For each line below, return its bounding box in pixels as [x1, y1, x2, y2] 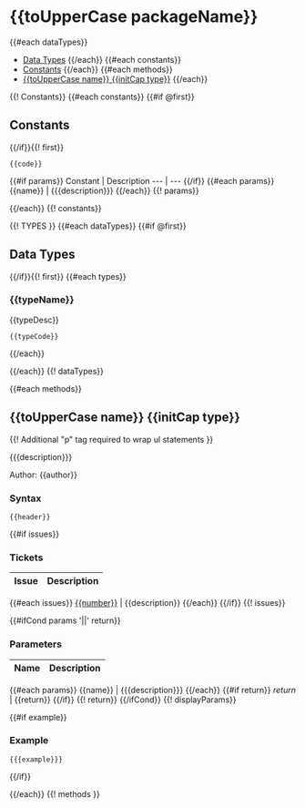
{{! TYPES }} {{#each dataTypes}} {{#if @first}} [9, 220, 187, 231]
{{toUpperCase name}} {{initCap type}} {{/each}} [22, 73, 208, 84]
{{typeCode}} [9, 332, 59, 341]
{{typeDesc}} [9, 314, 59, 325]
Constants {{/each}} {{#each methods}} [22, 64, 173, 75]
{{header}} [9, 512, 51, 521]
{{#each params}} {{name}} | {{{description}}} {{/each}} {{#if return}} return [9, 684, 296, 695]
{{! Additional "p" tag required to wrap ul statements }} [9, 434, 214, 445]
